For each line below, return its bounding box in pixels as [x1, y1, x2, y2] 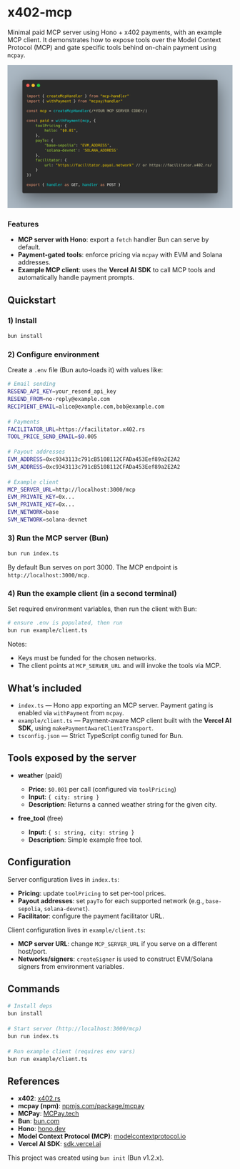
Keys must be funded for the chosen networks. [17, 654, 157, 662]
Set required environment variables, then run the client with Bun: [7, 605, 198, 613]
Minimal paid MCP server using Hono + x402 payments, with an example [7, 28, 223, 36]
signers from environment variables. [17, 962, 125, 970]
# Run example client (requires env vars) [7, 1048, 136, 1055]
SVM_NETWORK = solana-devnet [7, 516, 88, 524]
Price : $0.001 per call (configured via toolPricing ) [28, 785, 177, 793]
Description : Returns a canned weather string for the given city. [28, 800, 217, 808]
